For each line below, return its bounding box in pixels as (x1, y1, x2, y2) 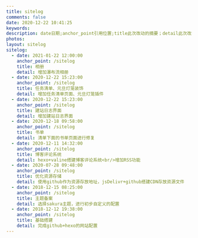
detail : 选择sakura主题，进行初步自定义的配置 (16, 201, 120, 207)
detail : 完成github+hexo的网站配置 (16, 223, 98, 229)
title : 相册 (16, 63, 44, 70)
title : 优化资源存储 (16, 174, 62, 180)
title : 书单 (16, 129, 44, 136)
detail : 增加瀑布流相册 (16, 69, 69, 75)
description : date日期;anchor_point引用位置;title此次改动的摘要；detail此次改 (6, 31, 192, 37)
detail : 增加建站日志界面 (16, 113, 74, 119)
